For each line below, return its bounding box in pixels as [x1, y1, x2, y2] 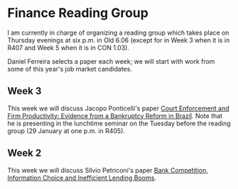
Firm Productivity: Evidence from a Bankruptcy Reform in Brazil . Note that [7, 111, 222, 120]
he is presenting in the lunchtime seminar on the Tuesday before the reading [7, 119, 231, 127]
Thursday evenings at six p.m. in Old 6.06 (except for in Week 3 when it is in [7, 35, 230, 44]
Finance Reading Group [7, 5, 149, 21]
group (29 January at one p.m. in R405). [7, 126, 126, 135]
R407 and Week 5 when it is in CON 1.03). [7, 43, 130, 52]
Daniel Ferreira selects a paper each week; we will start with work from [7, 57, 215, 65]
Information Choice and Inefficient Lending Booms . [7, 173, 156, 182]
